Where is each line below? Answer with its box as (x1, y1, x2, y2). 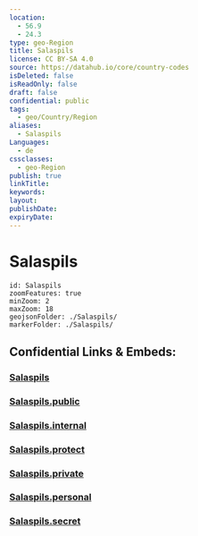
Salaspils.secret (9, 515, 81, 528)
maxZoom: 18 (9, 304, 54, 313)
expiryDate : (9, 212, 54, 222)
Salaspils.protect (9, 443, 85, 455)
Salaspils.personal (9, 491, 92, 504)
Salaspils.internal (9, 419, 87, 431)
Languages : (9, 138, 50, 147)
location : (9, 13, 46, 22)
